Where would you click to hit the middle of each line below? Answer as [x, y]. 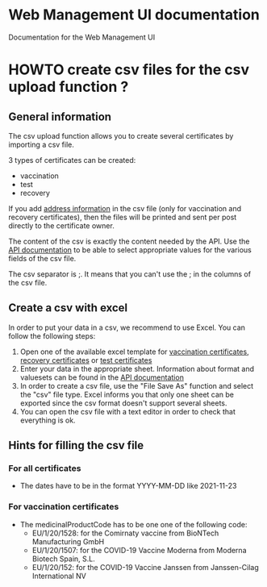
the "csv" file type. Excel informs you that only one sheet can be [127, 394]
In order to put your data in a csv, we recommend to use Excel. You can [127, 327]
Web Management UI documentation [134, 15]
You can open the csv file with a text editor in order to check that [128, 411]
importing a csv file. [42, 144]
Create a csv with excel [68, 308]
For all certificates [45, 468]
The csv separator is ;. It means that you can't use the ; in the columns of [130, 274]
